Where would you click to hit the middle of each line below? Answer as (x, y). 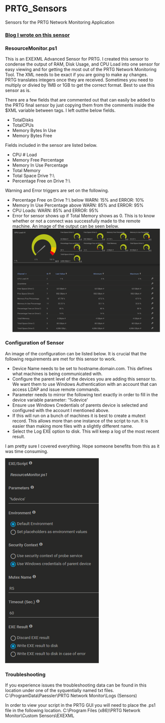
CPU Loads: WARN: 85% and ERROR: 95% (55, 210)
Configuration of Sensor (35, 343)
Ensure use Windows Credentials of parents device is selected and (80, 405)
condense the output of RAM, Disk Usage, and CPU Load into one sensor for (82, 64)
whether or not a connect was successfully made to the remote (76, 221)
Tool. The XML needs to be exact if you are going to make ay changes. (77, 75)
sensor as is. (18, 90)
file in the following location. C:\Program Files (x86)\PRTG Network (73, 711)
